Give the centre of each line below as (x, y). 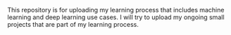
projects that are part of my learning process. (73, 24)
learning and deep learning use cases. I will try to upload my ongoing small (116, 17)
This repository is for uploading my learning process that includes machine (116, 10)
